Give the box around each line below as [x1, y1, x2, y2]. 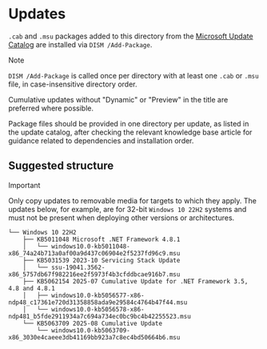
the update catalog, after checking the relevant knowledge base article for [8, 127, 253, 137]
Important [8, 180, 41, 190]
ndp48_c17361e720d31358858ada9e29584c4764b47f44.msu [8, 298, 188, 307]
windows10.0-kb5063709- [50, 326, 130, 335]
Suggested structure [8, 159, 114, 173]
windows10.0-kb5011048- [50, 242, 130, 251]
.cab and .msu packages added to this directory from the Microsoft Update [8, 31, 253, 41]
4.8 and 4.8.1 [8, 284, 56, 292]
